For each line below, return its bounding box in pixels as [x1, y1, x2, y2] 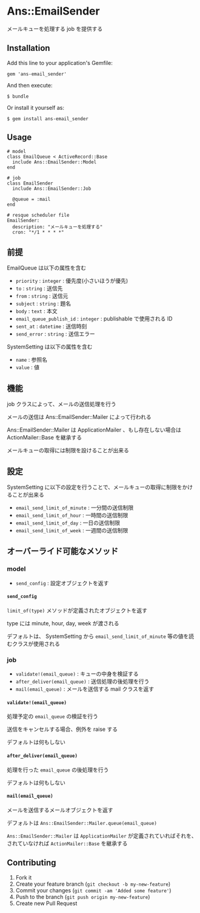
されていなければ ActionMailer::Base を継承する [7, 840, 128, 847]
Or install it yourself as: [7, 104, 64, 111]
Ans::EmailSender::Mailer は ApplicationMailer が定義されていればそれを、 [7, 832, 197, 839]
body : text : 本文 [15, 308, 58, 315]
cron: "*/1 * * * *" [12, 229, 64, 235]
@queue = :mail [12, 196, 51, 202]
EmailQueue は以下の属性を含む [7, 264, 87, 271]
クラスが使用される [12, 640, 60, 647]
